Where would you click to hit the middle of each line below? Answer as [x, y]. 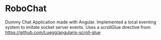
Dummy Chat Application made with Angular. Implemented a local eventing [81, 22]
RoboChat [26, 9]
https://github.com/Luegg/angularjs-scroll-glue [53, 32]
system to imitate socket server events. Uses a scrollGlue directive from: [78, 27]
